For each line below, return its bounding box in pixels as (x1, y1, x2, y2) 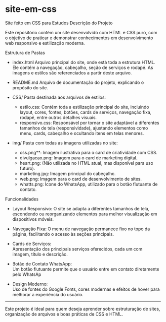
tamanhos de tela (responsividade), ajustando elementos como (19, 125, 148, 131)
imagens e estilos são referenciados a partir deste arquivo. (12, 69, 132, 75)
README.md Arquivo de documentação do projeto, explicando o (12, 79, 144, 85)
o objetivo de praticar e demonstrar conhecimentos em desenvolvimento (5, 35, 153, 41)
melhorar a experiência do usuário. (12, 291, 84, 297)
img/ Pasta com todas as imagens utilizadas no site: (12, 140, 118, 146)
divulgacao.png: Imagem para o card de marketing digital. (19, 155, 138, 161)
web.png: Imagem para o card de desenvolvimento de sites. (19, 176, 142, 182)
